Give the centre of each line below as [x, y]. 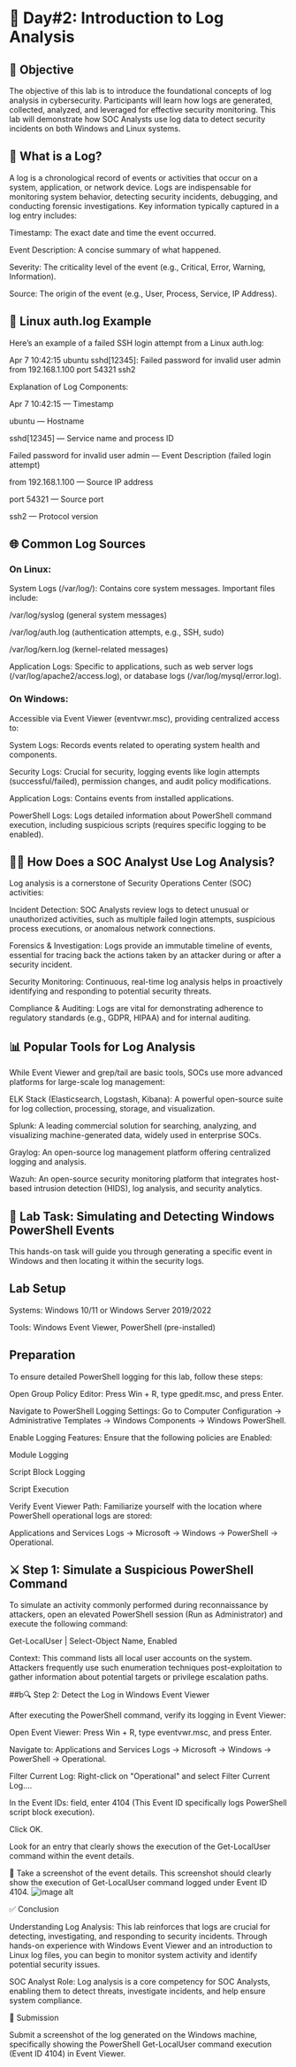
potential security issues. [55, 1965]
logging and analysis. [48, 1162]
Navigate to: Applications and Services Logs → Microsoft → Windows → [140, 1750]
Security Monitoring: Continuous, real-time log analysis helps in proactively [146, 982]
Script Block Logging [47, 1471]
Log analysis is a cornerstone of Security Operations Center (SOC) [130, 883]
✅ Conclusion [34, 1909]
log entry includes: [43, 215]
